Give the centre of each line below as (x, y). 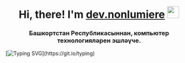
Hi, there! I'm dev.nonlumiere (92, 15)
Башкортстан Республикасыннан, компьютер (99, 33)
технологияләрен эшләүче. (99, 40)
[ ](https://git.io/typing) (50, 53)
